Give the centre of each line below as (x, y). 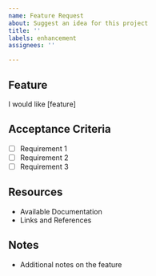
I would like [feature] (42, 104)
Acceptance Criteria (60, 129)
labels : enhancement (43, 38)
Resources (36, 192)
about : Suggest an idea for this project (78, 23)
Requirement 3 (44, 166)
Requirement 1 (44, 148)
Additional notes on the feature (71, 264)
